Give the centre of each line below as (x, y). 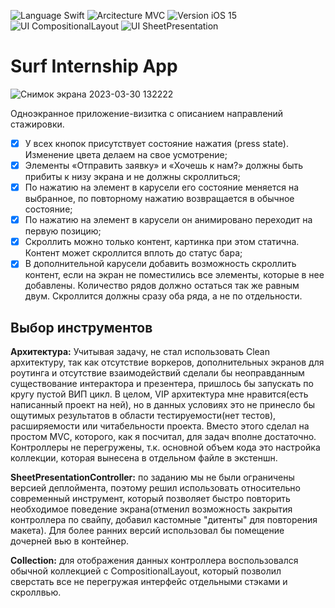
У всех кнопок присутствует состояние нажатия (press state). (156, 143)
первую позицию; (63, 231)
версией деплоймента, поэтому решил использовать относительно (155, 488)
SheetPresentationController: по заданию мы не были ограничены (152, 477)
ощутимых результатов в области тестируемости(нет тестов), (143, 416)
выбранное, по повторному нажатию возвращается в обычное (159, 199)
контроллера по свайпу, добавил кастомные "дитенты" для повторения (164, 520)
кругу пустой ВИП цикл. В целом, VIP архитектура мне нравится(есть (159, 394)
